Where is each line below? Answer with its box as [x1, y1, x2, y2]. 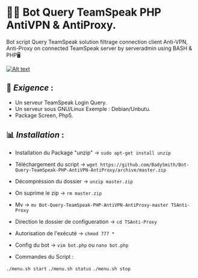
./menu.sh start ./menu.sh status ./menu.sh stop [6, 265, 131, 272]
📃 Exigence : [6, 83, 54, 93]
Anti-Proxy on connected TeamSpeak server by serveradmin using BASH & [6, 45, 193, 52]
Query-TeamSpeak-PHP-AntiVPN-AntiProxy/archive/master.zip [14, 167, 167, 173]
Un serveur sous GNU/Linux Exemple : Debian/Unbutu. [14, 105, 151, 112]
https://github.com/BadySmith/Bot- [100, 162, 190, 168]
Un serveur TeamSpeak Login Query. [14, 99, 107, 106]
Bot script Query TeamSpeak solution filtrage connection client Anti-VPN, [6, 38, 188, 45]
